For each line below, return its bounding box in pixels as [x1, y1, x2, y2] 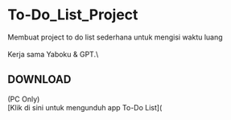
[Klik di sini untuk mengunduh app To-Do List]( [7, 102, 163, 112]
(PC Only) [7, 94, 40, 104]
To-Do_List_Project [7, 6, 138, 24]
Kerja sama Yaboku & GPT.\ [7, 49, 99, 59]
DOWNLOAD [7, 72, 72, 86]
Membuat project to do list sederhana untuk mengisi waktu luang [7, 32, 223, 42]
